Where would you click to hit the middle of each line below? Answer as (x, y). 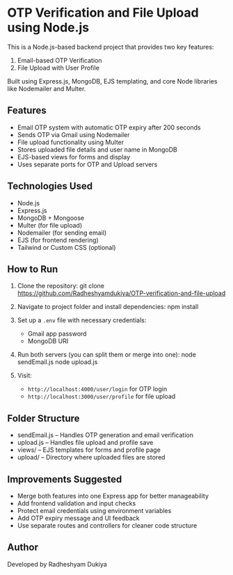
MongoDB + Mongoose (51, 218)
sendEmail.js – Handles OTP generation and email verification (105, 435)
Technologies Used (50, 186)
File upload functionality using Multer (71, 142)
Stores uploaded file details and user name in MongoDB (97, 149)
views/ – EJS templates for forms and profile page (89, 450)
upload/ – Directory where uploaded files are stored (91, 457)
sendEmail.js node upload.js (57, 362)
